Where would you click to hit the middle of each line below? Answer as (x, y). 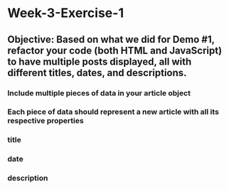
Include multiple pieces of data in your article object (99, 93)
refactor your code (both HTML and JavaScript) (115, 50)
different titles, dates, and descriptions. (97, 73)
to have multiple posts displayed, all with (100, 62)
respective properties (46, 121)
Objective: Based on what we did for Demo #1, (111, 39)
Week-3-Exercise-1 (66, 13)
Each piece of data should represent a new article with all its (113, 112)
